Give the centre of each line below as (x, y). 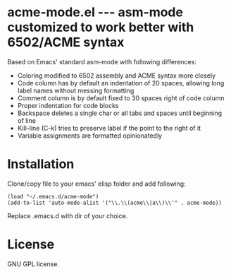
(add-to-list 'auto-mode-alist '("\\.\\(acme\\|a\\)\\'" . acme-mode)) (114, 203)
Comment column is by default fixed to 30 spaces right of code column (121, 98)
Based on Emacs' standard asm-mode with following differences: (102, 61)
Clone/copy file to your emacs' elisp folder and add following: (96, 184)
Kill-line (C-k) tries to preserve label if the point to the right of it (109, 128)
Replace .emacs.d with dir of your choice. (68, 215)
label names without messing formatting (76, 90)
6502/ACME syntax (66, 42)
